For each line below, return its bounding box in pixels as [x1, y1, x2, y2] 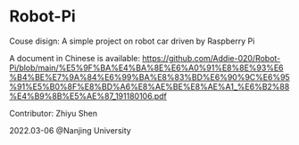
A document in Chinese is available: [9, 52, 141, 63]
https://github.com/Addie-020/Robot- [142, 52, 281, 63]
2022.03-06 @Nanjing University [9, 125, 131, 135]
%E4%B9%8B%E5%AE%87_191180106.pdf [9, 91, 167, 101]
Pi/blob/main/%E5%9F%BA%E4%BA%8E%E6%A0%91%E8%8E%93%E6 [9, 62, 284, 73]
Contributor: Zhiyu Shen [9, 108, 98, 118]
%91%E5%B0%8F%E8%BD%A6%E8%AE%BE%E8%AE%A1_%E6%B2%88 [9, 81, 290, 92]
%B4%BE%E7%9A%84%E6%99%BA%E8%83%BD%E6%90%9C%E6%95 [9, 71, 290, 82]
